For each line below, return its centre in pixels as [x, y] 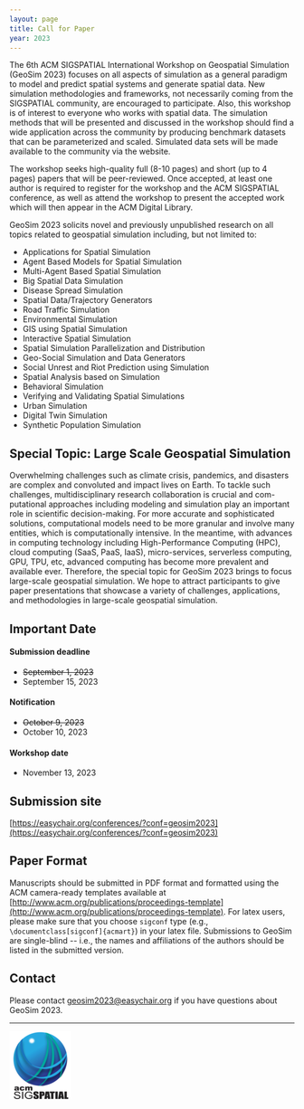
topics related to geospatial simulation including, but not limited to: [133, 234]
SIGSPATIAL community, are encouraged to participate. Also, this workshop [150, 103]
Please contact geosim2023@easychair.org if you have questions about [143, 1000]
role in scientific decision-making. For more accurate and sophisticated [142, 514]
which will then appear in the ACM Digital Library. [101, 207]
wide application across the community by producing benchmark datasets [148, 132]
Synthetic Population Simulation [82, 425]
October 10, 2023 [55, 732]
